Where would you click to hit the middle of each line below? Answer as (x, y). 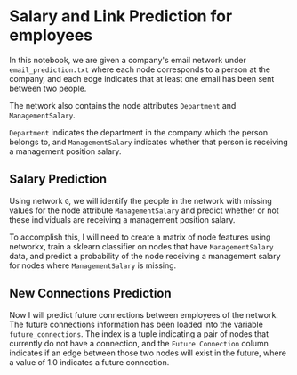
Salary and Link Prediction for (121, 16)
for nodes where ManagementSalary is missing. (93, 265)
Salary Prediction (58, 179)
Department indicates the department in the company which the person (139, 132)
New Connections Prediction (90, 293)
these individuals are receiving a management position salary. (122, 219)
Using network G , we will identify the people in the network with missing (141, 200)
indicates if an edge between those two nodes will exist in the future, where (148, 353)
